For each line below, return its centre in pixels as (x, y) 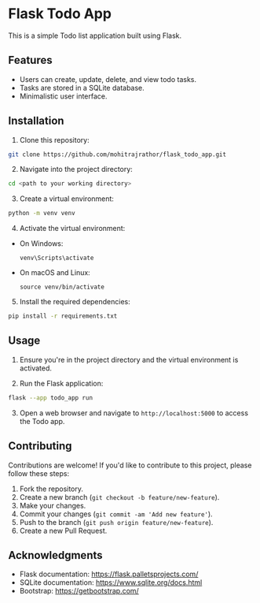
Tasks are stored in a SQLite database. (82, 87)
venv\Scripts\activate (57, 258)
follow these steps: (38, 473)
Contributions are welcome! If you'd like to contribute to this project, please (130, 465)
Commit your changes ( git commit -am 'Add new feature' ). (116, 514)
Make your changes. (53, 505)
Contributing (40, 446)
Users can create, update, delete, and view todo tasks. (108, 79)
